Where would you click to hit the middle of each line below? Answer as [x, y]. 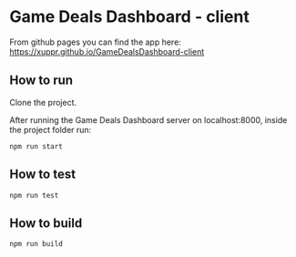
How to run [41, 81]
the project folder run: [51, 129]
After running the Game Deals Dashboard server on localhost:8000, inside [148, 119]
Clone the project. [43, 102]
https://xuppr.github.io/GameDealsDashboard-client [107, 51]
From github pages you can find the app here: [96, 42]
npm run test [34, 195]
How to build [46, 223]
